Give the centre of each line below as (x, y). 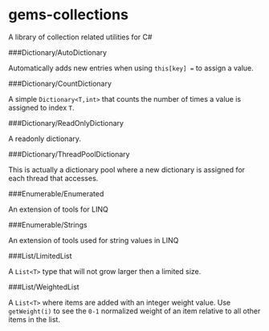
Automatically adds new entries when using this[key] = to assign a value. (131, 68)
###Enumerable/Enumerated (56, 193)
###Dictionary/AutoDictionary (57, 52)
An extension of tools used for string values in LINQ (94, 240)
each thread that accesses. (53, 178)
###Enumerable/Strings (48, 224)
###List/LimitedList (40, 256)
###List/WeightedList (44, 287)
